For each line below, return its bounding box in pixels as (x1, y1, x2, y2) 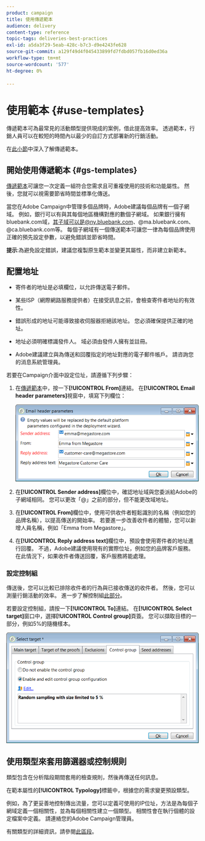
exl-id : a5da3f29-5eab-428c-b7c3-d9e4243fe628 (6, 42, 127, 48)
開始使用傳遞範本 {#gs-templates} (6, 165, 138, 175)
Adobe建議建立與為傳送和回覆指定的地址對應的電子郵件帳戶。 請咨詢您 (15, 350, 194, 358)
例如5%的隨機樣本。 (22, 620, 74, 628)
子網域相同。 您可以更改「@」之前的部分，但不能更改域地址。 (15, 496, 172, 504)
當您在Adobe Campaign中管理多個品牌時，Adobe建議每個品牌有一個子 (6, 203, 184, 210)
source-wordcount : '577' (6, 61, 70, 67)
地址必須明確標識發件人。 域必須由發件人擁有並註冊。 (15, 337, 151, 345)
